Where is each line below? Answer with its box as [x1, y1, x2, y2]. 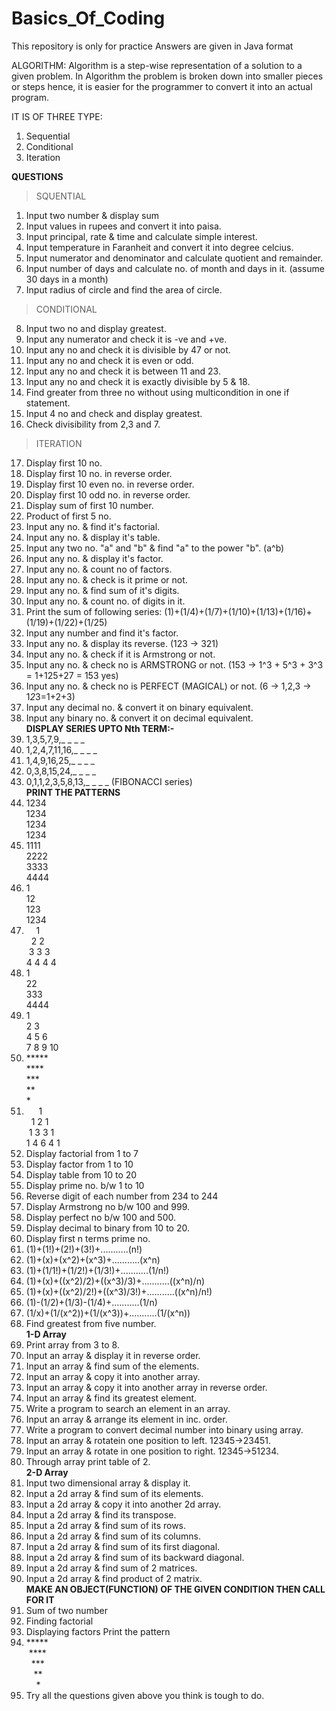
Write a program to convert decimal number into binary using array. [25, 1423, 304, 1436]
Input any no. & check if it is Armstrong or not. [25, 648, 216, 660]
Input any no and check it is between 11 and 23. [25, 365, 221, 377]
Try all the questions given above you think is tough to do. [25, 1689, 265, 1701]
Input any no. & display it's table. [25, 531, 161, 543]
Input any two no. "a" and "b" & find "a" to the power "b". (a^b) [25, 542, 285, 554]
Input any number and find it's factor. [25, 627, 179, 639]
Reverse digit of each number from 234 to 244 [25, 1190, 219, 1202]
